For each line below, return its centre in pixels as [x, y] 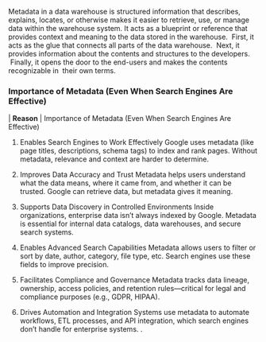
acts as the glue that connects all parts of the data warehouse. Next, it [124, 45]
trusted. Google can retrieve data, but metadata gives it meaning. [126, 192]
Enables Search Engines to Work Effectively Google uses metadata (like [137, 142]
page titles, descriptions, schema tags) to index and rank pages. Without [139, 151]
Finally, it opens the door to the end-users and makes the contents [119, 62]
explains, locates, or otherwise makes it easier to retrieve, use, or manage [129, 20]
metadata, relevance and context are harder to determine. [114, 159]
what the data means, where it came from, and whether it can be [125, 183]
